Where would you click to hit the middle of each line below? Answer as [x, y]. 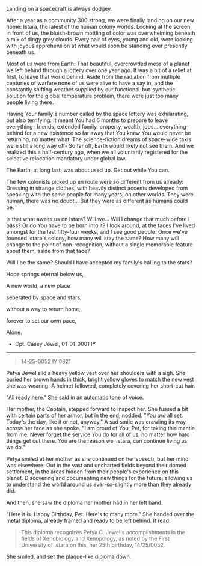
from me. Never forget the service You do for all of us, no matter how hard [98, 434]
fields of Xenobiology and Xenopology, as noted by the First [95, 538]
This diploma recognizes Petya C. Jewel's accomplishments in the [103, 532]
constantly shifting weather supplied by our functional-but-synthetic [91, 89]
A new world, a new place [38, 286]
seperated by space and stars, [44, 297]
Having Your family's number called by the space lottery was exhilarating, [97, 114]
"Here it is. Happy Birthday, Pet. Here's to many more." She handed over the [100, 514]
